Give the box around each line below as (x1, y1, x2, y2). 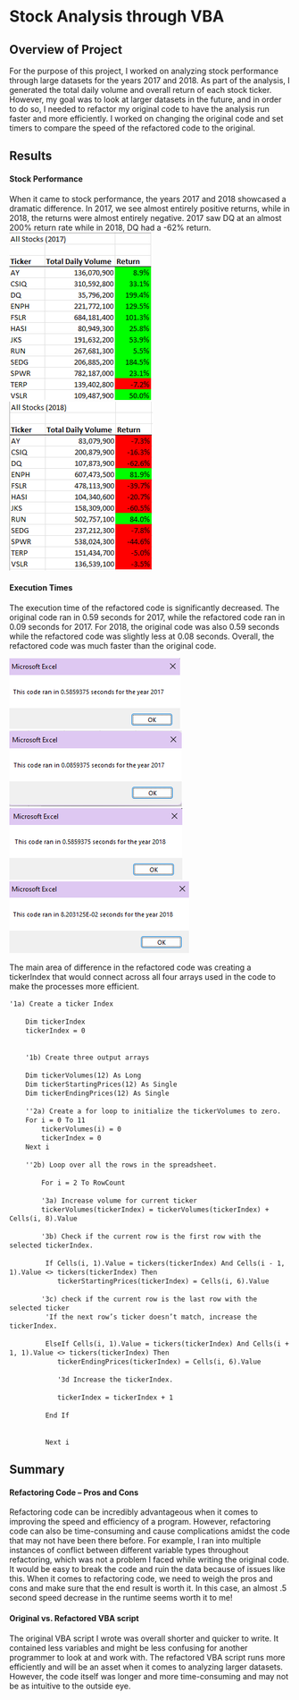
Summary (9, 1462, 65, 1477)
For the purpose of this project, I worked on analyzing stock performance (9, 65, 279, 76)
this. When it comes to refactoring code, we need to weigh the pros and (9, 1573, 274, 1585)
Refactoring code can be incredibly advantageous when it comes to (9, 1507, 259, 1517)
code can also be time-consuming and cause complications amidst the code (9, 1526, 290, 1536)
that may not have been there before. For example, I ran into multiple (9, 1535, 262, 1546)
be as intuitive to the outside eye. (9, 1680, 131, 1691)
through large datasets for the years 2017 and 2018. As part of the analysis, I (9, 75, 290, 86)
